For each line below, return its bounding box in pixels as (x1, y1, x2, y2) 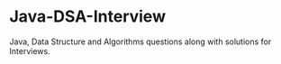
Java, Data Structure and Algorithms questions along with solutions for (9, 36, 272, 47)
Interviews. (9, 45, 51, 56)
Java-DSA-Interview (9, 6, 167, 27)
